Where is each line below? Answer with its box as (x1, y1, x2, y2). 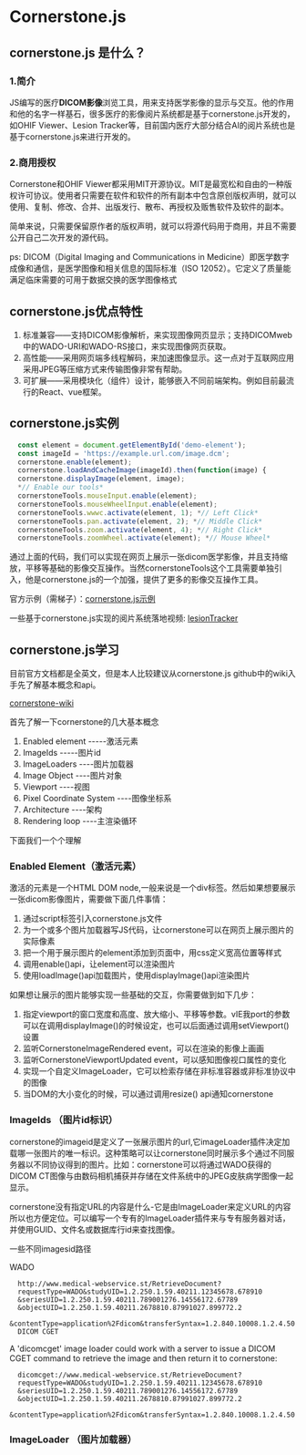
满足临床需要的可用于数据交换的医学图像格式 (9, 274, 178, 285)
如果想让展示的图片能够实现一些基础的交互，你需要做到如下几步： (9, 989, 257, 1000)
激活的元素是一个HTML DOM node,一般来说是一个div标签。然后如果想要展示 (9, 882, 296, 893)
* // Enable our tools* (17, 483, 104, 492)
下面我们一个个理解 (9, 835, 82, 846)
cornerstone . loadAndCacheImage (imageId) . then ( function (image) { (17, 466, 267, 475)
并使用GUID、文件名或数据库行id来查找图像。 (9, 1223, 180, 1234)
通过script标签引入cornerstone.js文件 (22, 913, 163, 924)
